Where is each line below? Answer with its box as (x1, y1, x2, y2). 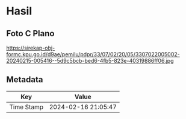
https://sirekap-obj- (6, 44, 55, 51)
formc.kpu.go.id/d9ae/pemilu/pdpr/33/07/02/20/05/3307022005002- (6, 51, 181, 58)
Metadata (6, 74, 43, 85)
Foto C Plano (6, 28, 55, 39)
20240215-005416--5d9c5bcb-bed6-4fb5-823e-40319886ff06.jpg (6, 57, 174, 64)
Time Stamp (9, 103, 44, 111)
